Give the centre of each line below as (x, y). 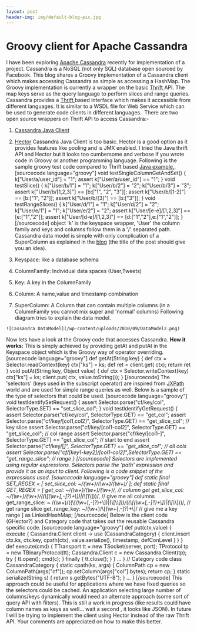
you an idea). (31, 248)
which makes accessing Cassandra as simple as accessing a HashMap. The (98, 81)
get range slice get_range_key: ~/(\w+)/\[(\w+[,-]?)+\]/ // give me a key (92, 509)
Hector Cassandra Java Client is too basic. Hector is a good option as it (101, 142)
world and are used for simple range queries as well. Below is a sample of (96, 390)
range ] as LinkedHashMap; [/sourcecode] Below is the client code (87, 515)
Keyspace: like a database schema (56, 259)
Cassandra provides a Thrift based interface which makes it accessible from (98, 100)
